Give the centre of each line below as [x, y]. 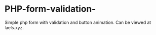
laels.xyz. [14, 27]
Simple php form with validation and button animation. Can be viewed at [78, 22]
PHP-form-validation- [50, 9]
